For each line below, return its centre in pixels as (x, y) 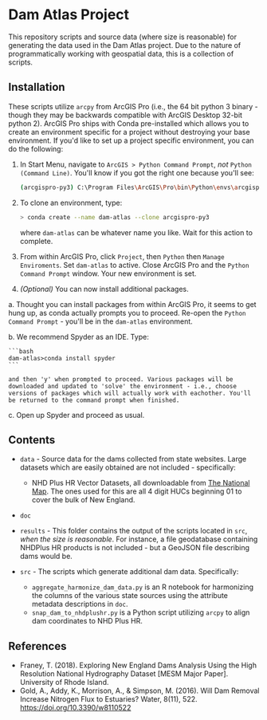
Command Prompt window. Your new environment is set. (108, 273)
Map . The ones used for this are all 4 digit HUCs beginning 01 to (137, 491)
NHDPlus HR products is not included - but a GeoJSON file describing (134, 548)
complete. (36, 241)
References (37, 646)
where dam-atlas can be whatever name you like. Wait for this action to (136, 232)
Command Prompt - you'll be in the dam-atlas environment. (100, 321)
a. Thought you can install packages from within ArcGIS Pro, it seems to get (132, 304)
